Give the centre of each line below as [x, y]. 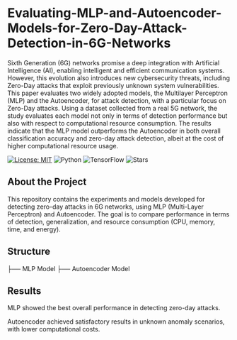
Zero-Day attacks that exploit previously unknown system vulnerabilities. [113, 85]
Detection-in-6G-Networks [89, 43]
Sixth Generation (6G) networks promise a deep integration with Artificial [114, 62]
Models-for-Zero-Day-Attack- [97, 28]
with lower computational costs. [54, 329]
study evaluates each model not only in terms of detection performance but [117, 116]
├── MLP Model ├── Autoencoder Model [69, 268]
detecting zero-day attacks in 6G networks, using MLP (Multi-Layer [105, 207]
